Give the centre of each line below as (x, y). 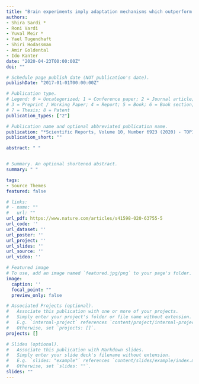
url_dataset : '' (26, 229)
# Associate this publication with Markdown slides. (75, 350)
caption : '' (26, 284)
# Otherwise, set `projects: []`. (51, 328)
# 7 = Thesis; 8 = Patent (38, 110)
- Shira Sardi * (26, 23)
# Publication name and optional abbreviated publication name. (87, 126)
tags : (13, 180)
